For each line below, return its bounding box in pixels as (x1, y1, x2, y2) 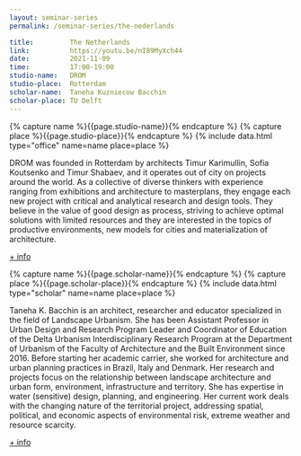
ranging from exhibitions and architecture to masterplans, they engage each (9, 186, 291, 197)
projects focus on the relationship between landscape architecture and (9, 372, 271, 382)
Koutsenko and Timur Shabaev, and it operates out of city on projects (9, 167, 267, 178)
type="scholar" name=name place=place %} (9, 287, 176, 298)
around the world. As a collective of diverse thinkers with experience (9, 176, 264, 187)
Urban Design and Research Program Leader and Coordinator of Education (9, 324, 288, 335)
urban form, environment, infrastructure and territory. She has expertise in (9, 381, 285, 391)
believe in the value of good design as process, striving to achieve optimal (9, 205, 285, 215)
